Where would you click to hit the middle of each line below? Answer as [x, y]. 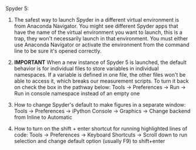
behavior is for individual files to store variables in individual [86, 69]
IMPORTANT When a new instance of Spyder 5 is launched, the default [100, 62]
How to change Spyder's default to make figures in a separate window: [100, 105]
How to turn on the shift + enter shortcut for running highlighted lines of [101, 129]
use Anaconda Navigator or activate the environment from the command [102, 45]
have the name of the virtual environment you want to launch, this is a [98, 32]
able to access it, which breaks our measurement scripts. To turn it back [101, 81]
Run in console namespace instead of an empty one [77, 93]
